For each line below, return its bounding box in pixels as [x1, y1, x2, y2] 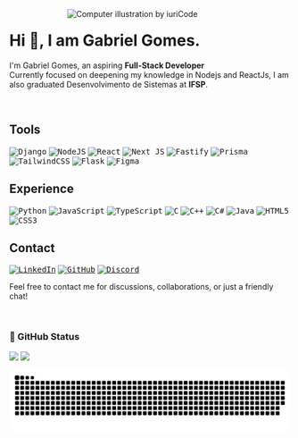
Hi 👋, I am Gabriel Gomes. [9, 30, 201, 51]
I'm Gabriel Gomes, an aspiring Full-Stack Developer [9, 60, 205, 71]
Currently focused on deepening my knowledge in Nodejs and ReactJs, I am [9, 69, 290, 80]
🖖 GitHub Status [9, 331, 80, 343]
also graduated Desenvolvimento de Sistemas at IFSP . [9, 79, 208, 89]
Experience [9, 181, 74, 197]
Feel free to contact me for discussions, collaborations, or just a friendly [9, 282, 274, 292]
